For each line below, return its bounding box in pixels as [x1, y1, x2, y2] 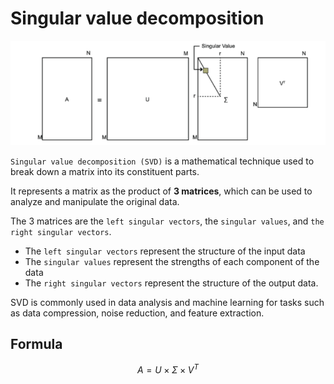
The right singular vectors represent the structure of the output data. [24, 277, 319, 289]
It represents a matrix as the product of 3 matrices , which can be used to [10, 185, 313, 197]
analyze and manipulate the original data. [10, 195, 180, 207]
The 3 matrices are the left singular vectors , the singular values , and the [10, 215, 325, 227]
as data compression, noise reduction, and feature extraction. [10, 307, 265, 319]
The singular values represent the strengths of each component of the [24, 255, 320, 267]
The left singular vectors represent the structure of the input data [24, 245, 306, 257]
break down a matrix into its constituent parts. [10, 165, 200, 177]
